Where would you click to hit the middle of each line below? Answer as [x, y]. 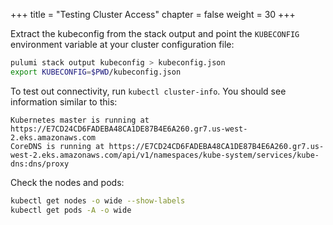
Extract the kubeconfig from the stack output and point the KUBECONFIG [155, 33]
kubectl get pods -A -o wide [71, 210]
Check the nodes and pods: [67, 182]
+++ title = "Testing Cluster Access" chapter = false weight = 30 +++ [153, 14]
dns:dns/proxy [40, 164]
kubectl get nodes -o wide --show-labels [98, 200]
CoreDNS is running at [57, 146]
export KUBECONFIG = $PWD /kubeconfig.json [96, 72]
